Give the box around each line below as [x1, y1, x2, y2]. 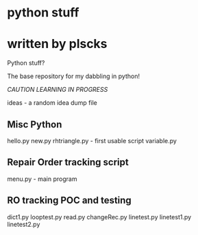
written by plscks [7, 36, 108, 52]
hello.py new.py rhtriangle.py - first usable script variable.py [7, 136, 177, 145]
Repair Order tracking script [7, 156, 129, 169]
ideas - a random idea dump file [7, 99, 98, 107]
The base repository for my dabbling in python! [7, 72, 140, 80]
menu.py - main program [7, 175, 77, 183]
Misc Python [7, 119, 62, 130]
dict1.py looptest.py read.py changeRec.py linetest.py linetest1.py [7, 212, 192, 221]
